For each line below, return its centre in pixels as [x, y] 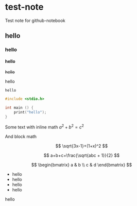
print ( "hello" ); [30, 112]
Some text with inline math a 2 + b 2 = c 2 [44, 127]
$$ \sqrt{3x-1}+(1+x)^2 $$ [82, 146]
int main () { [19, 108]
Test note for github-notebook [35, 20]
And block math [21, 136]
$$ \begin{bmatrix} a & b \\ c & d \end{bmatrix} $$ [82, 165]
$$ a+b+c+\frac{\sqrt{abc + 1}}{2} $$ [82, 155]
